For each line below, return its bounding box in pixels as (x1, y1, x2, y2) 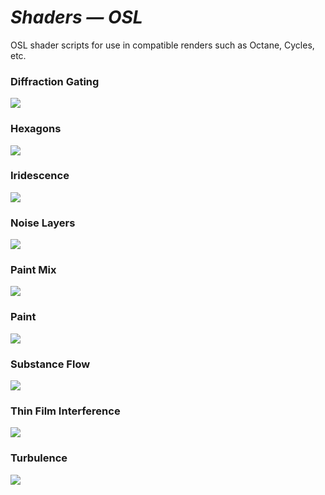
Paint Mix (10, 263, 57, 277)
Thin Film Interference (10, 404, 121, 418)
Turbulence (10, 451, 68, 465)
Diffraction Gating (10, 74, 100, 88)
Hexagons (10, 122, 62, 136)
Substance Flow (10, 357, 91, 371)
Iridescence (10, 169, 70, 183)
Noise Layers (10, 216, 76, 230)
